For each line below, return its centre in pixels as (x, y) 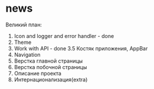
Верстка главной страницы (48, 61)
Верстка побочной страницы (50, 67)
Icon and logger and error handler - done (64, 36)
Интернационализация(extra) (51, 79)
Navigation (27, 54)
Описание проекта (37, 73)
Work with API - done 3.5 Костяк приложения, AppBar (81, 48)
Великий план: (24, 25)
